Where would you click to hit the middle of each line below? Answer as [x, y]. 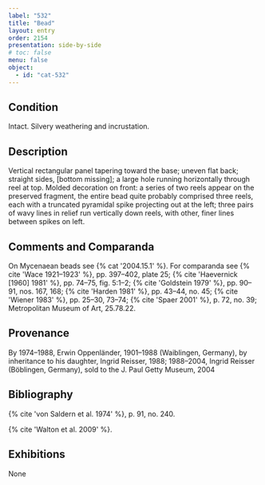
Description [38, 151]
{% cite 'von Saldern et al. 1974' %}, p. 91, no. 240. [92, 414]
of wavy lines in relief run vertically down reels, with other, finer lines [121, 213]
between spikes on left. [47, 222]
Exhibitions [37, 454]
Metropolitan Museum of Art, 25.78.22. [72, 309]
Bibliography [41, 394]
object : [21, 68]
